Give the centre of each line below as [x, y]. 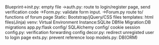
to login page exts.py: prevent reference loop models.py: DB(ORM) [71, 37]
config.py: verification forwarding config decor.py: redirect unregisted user [80, 32]
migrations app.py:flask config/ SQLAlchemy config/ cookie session [72, 27]
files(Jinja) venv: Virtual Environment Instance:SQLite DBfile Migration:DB [78, 22]
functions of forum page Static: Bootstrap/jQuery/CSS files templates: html [79, 17]
